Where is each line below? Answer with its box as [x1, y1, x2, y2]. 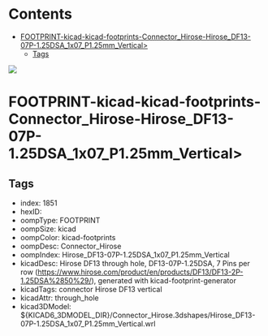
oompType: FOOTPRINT [19, 215, 101, 225]
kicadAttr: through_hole [19, 293, 99, 303]
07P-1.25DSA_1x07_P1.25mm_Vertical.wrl [19, 318, 156, 329]
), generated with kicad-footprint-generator [91, 275, 237, 285]
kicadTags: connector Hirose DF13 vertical [19, 284, 162, 294]
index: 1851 [19, 198, 58, 208]
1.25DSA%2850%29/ [19, 275, 92, 285]
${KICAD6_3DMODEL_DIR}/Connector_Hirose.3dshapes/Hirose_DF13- [19, 310, 256, 320]
